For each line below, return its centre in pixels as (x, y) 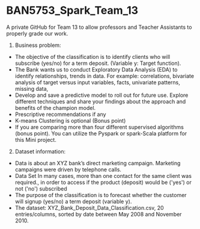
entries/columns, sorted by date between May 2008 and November (98, 214)
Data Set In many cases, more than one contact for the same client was (103, 176)
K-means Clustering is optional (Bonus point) (70, 120)
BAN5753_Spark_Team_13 (72, 11)
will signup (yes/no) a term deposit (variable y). (73, 201)
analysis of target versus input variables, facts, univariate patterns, (97, 82)
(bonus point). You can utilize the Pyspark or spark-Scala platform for (101, 133)
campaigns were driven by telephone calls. (68, 169)
